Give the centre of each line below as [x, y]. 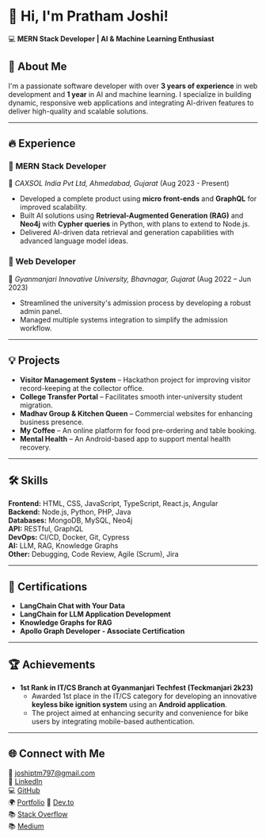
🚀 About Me [38, 67]
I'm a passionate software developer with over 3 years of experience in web [133, 86]
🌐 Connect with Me [57, 754]
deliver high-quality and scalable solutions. [78, 111]
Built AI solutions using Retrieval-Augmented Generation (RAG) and [131, 216]
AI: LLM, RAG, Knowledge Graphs [63, 546]
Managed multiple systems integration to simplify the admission [123, 319]
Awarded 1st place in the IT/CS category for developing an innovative [144, 696]
